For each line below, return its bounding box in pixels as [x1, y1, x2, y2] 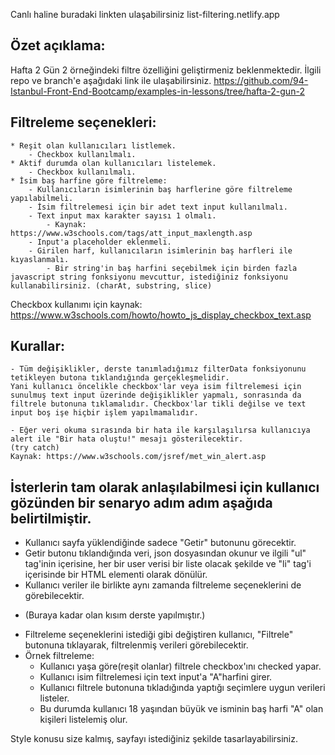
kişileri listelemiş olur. [39, 714, 128, 726]
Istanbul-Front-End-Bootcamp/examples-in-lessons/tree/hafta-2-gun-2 [10, 85, 305, 97]
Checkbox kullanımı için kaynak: [10, 298, 143, 310]
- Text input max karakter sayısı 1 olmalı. [28, 210, 217, 221]
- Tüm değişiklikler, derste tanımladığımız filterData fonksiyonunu [10, 364, 307, 374]
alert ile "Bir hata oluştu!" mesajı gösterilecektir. [10, 434, 244, 444]
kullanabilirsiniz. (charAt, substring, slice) [10, 280, 213, 291]
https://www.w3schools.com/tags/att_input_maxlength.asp [10, 228, 253, 238]
